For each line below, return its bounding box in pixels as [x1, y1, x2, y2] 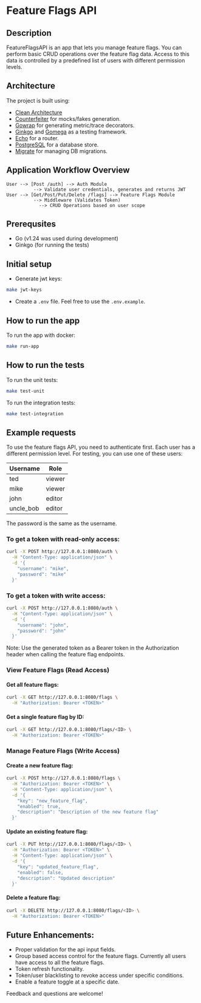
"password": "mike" [17, 571, 67, 577]
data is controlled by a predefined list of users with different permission [6, 57, 185, 64]
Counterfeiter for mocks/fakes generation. [15, 115, 121, 122]
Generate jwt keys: [15, 275, 63, 282]
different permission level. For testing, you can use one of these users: [6, 450, 183, 457]
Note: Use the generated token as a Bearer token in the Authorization [6, 644, 179, 651]
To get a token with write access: [6, 591, 106, 600]
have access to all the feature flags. [15, 959, 104, 966]
